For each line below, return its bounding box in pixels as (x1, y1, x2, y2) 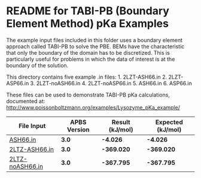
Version (66, 125, 90, 133)
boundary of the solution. (6, 61, 69, 69)
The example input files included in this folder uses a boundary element (6, 36, 183, 43)
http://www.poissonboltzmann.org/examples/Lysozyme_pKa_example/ (6, 104, 181, 111)
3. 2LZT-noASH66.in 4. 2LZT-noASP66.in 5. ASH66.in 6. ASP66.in (30, 79, 193, 87)
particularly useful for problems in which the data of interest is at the (6, 55, 175, 63)
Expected (155, 118, 184, 126)
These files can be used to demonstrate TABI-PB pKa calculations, (6, 91, 170, 98)
